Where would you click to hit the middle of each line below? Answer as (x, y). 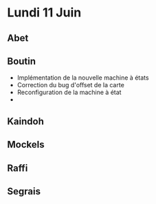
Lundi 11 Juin (44, 13)
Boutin (22, 61)
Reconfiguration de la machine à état (69, 92)
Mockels (26, 145)
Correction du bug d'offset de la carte (71, 85)
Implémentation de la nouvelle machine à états (83, 78)
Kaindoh (26, 121)
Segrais (24, 191)
